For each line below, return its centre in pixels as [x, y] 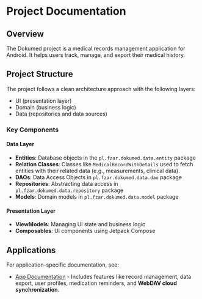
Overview [25, 34]
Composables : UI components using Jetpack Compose [85, 231]
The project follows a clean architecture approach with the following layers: [101, 89]
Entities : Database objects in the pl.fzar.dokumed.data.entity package [106, 158]
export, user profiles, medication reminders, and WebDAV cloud [96, 283]
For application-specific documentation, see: [63, 265]
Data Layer [20, 144]
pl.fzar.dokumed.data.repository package [69, 190]
